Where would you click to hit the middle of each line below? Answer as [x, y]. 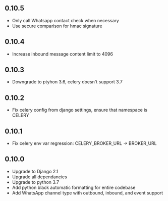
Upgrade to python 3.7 [35, 182]
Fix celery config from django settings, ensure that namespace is [79, 110]
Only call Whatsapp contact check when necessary [65, 20]
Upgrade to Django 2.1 [35, 171]
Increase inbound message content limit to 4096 [62, 54]
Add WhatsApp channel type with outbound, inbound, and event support [88, 193]
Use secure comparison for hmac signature [57, 26]
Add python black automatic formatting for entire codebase [74, 187]
